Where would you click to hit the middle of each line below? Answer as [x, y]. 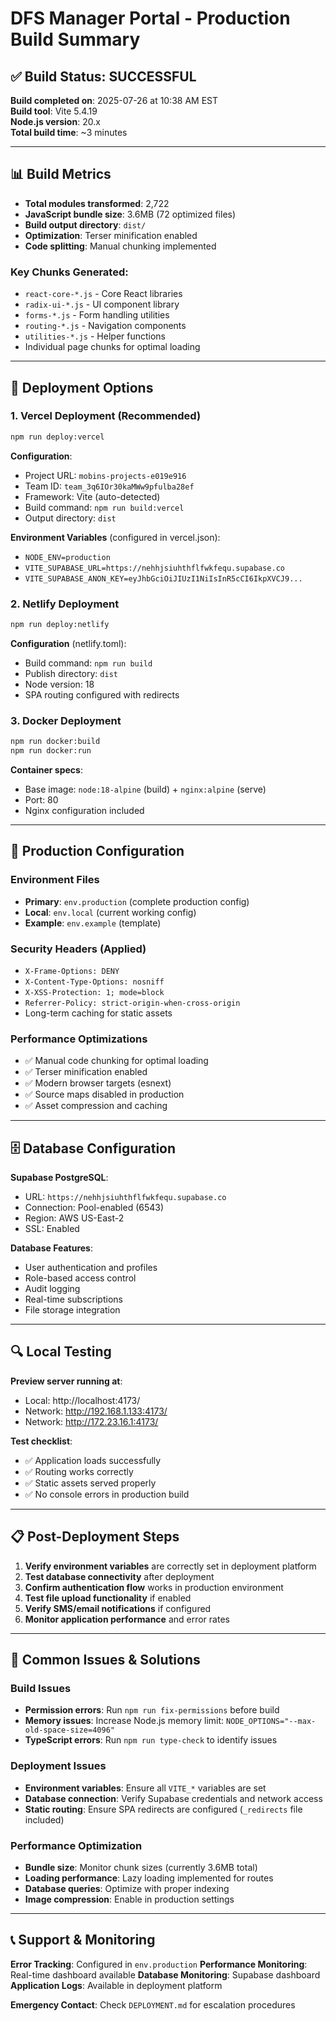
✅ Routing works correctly [79, 1471]
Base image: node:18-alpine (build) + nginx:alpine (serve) [145, 789]
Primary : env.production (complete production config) [137, 901]
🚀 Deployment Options [82, 387]
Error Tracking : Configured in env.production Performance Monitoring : [159, 1964]
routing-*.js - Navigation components [105, 326]
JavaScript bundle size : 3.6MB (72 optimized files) [130, 214]
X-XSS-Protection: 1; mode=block [94, 992]
